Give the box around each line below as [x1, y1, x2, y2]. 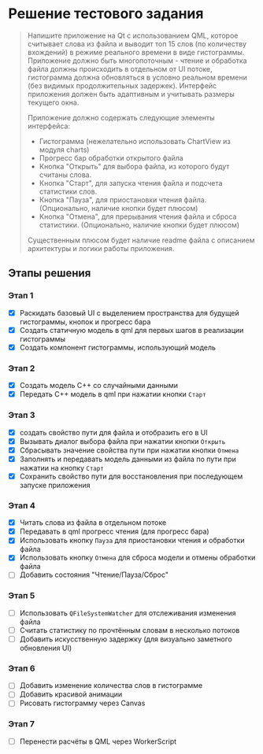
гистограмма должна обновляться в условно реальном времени [27, 72, 248, 82]
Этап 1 [8, 290, 34, 301]
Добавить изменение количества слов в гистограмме [19, 681, 203, 690]
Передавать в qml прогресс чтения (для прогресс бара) [19, 527, 210, 536]
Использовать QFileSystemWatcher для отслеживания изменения [19, 608, 236, 618]
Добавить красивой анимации [19, 689, 123, 699]
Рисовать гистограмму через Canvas [19, 698, 146, 708]
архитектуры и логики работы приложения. [27, 243, 175, 253]
